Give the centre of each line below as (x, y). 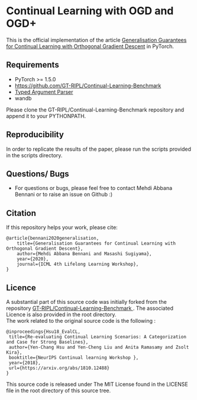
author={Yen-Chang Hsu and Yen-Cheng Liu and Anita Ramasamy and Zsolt (99, 347)
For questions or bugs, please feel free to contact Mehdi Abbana (93, 188)
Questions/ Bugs (38, 174)
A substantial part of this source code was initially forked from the (86, 302)
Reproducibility (35, 135)
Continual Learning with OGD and (90, 11)
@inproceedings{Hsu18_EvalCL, (43, 332)
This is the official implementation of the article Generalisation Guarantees (96, 40)
